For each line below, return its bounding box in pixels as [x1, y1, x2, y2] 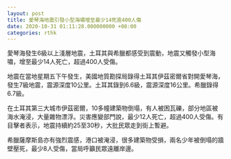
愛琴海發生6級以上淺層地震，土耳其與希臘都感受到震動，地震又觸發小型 [7, 49, 210, 57]
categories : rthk [7, 29, 57, 36]
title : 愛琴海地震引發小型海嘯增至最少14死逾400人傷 [7, 17, 142, 23]
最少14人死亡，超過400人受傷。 [30, 58, 122, 66]
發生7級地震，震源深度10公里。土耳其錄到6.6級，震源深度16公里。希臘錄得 [7, 81, 219, 89]
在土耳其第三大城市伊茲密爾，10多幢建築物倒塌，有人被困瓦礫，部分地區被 [7, 104, 219, 112]
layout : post [7, 10, 45, 17]
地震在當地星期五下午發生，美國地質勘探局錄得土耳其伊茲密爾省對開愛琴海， [7, 72, 224, 81]
